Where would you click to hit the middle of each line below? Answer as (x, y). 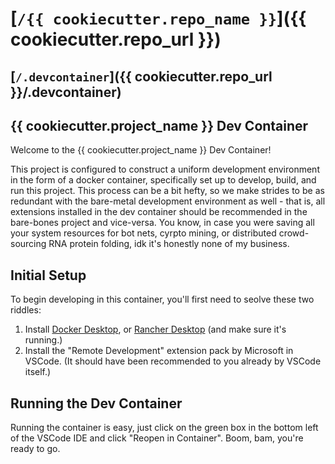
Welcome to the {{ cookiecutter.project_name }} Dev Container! (141, 150)
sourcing (28, 244)
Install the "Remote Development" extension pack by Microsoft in (159, 351)
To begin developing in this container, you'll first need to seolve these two (162, 299)
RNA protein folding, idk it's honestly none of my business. (169, 244)
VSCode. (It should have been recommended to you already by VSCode (173, 361)
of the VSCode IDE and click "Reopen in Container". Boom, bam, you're (157, 438)
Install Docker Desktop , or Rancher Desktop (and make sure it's (155, 329)
